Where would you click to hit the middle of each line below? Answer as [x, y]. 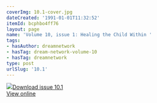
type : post [20, 63]
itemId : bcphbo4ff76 [33, 23]
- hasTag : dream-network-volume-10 [52, 52]
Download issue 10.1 [38, 87]
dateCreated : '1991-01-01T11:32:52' [53, 18]
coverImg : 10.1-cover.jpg [39, 12]
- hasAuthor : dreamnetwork [41, 47]
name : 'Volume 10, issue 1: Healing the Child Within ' [79, 35]
